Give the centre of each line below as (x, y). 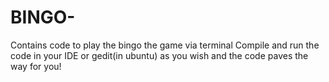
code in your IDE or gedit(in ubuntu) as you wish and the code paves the (159, 55)
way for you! (36, 66)
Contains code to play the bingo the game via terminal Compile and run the (165, 45)
